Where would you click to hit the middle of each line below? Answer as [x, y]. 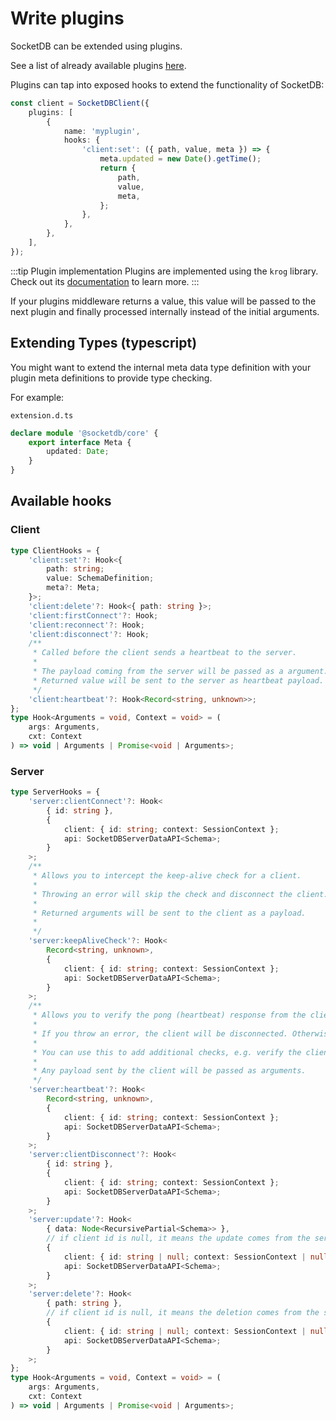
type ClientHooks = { [55, 550]
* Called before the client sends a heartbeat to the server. [165, 653]
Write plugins [67, 18]
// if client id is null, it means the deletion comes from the [183, 1313]
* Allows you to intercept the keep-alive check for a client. [167, 876]
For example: [37, 397]
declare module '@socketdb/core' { [84, 433]
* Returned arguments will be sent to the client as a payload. [169, 913]
